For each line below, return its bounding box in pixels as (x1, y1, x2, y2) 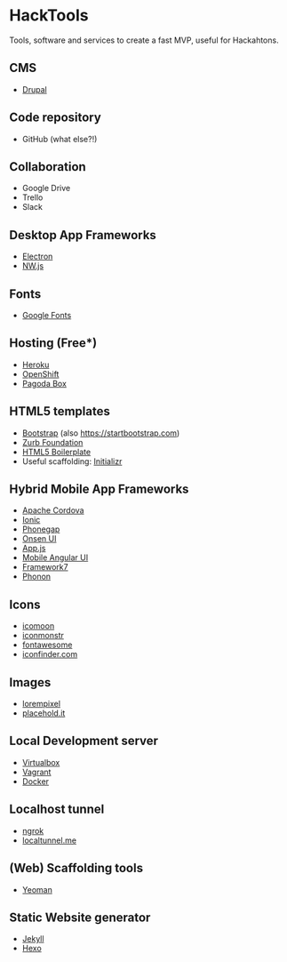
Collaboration (9, 159, 86, 174)
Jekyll (21, 934, 44, 944)
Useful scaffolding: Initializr (21, 455, 123, 467)
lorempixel (21, 699, 60, 709)
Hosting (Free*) (9, 335, 98, 351)
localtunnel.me (21, 835, 77, 846)
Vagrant (21, 766, 52, 777)
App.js (21, 543, 46, 554)
